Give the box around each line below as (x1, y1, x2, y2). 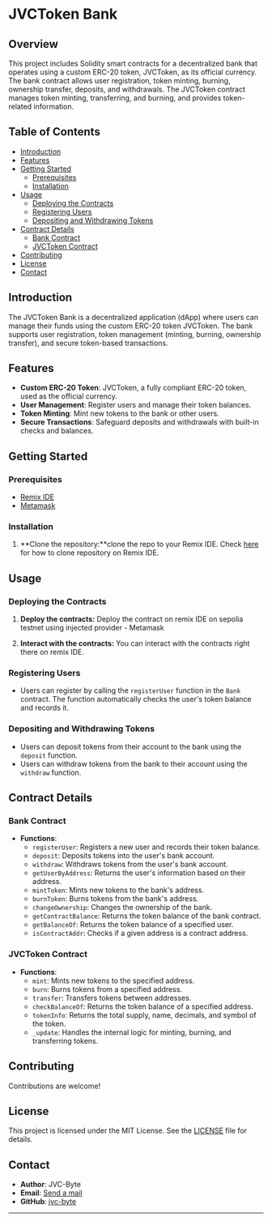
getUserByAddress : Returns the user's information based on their (32, 868, 246, 878)
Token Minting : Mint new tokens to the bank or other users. (19, 408, 220, 418)
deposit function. (19, 750, 79, 760)
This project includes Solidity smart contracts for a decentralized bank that (8, 58, 257, 68)
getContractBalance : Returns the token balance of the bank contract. (32, 911, 261, 921)
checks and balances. (19, 426, 94, 436)
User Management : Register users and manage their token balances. (19, 400, 252, 410)
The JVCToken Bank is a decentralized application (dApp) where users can (8, 312, 259, 322)
